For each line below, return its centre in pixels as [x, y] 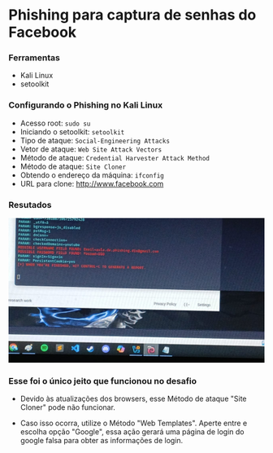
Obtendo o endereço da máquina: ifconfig [92, 175]
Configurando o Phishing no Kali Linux [86, 105]
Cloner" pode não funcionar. [68, 407]
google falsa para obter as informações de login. [102, 440]
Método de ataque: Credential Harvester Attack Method [115, 157]
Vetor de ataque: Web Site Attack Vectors [91, 149]
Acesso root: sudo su [55, 123]
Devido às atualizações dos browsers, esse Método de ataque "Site [133, 398]
